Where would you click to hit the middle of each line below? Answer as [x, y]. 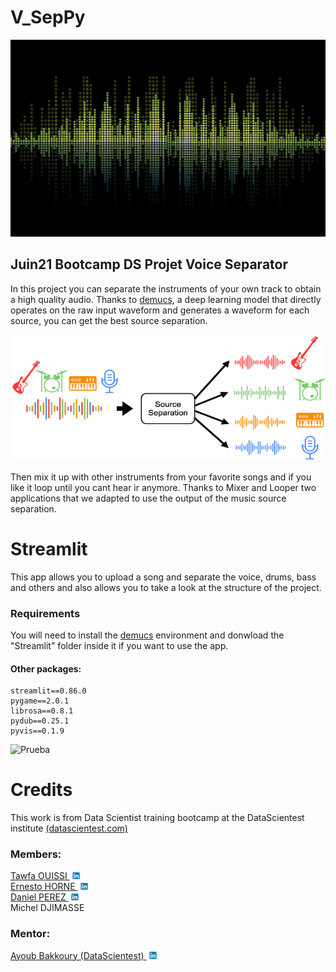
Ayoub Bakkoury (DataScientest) [77, 955]
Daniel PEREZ [38, 897]
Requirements [45, 613]
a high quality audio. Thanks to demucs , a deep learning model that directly [166, 299]
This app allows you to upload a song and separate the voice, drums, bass [163, 577]
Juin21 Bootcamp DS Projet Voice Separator [149, 264]
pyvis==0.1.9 [37, 731]
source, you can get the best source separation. [109, 320]
